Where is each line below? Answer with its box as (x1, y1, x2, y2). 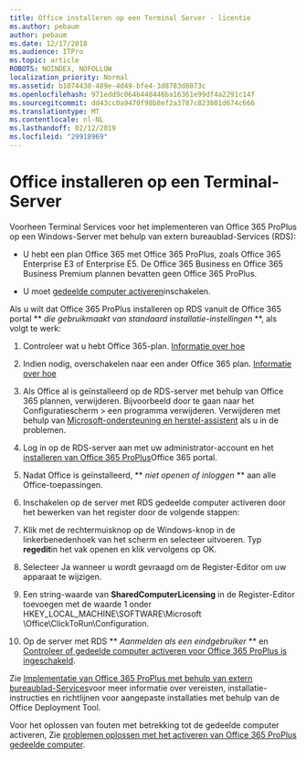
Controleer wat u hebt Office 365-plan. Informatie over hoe (22, 340, 246, 352)
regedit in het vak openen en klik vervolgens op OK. (22, 543, 217, 554)
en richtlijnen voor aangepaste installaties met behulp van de (50, 691, 280, 703)
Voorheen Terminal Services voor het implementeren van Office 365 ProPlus (9, 221, 297, 232)
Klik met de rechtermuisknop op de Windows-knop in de (22, 524, 236, 535)
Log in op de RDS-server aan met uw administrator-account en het (22, 442, 274, 453)
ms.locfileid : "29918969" (9, 132, 108, 142)
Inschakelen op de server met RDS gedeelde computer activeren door (22, 497, 286, 508)
